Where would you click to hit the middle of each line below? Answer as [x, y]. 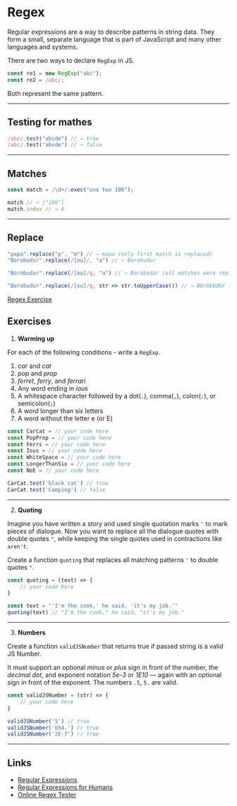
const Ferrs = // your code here [56, 444]
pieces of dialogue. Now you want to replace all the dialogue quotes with [113, 531]
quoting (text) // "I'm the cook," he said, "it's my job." [96, 613]
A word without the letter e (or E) [65, 418]
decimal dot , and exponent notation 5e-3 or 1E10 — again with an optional [115, 675]
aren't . [18, 546]
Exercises [29, 322]
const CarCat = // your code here [58, 431]
